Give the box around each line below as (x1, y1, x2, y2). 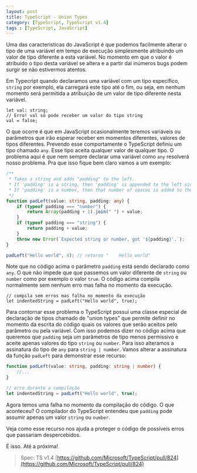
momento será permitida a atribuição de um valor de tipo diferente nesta (6, 90, 182, 97)
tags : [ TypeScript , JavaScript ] (6, 25, 88, 31)
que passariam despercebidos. (6, 431, 81, 438)
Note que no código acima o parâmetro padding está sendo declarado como (6, 263, 189, 270)
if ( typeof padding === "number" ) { (16, 203, 107, 209)
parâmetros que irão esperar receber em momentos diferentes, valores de (6, 135, 186, 142)
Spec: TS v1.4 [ (20, 454, 57, 461)
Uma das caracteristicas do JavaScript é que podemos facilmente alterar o (6, 41, 187, 48)
